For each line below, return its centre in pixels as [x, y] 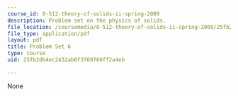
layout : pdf [25, 40]
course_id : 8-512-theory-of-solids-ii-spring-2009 [84, 14]
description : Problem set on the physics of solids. [87, 20]
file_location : [30, 27]
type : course [27, 54]
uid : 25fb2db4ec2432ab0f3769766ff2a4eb [66, 60]
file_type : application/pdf [49, 34]
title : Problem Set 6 [39, 47]
